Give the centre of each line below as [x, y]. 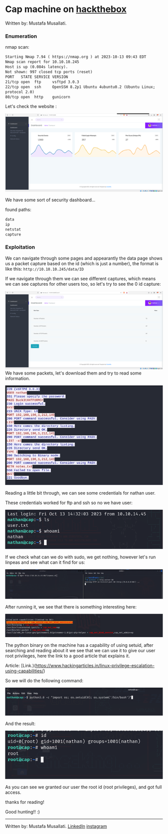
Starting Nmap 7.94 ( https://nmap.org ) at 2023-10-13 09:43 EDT [76, 57]
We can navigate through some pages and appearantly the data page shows [84, 258]
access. [13, 792]
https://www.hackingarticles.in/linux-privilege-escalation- [95, 666]
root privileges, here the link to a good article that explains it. [67, 656]
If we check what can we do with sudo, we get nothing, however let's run [80, 557]
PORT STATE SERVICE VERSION [37, 77]
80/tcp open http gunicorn [38, 97]
